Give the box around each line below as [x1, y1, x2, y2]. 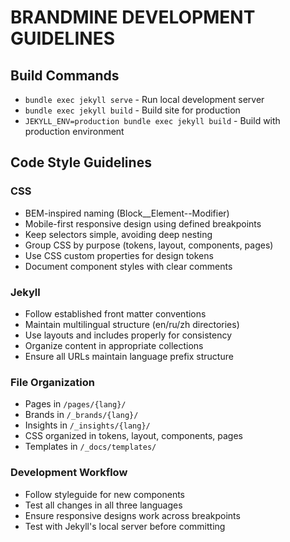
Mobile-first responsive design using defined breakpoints [24, 217, 262, 230]
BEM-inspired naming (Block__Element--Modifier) [24, 207, 230, 219]
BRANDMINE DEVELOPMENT [10, 6, 256, 29]
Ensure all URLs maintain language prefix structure [24, 350, 234, 362]
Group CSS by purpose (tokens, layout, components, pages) [24, 239, 274, 251]
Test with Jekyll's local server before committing [24, 520, 226, 532]
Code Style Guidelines [10, 154, 152, 171]
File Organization [10, 375, 95, 389]
